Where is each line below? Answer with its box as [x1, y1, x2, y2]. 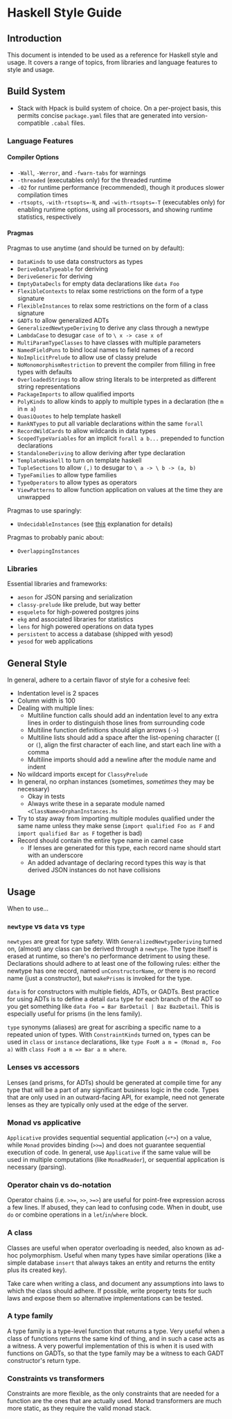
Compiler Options [7, 153, 60, 161]
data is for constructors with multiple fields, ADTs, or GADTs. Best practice [7, 987, 220, 996]
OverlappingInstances [17, 548, 80, 555]
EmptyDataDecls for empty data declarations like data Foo [17, 279, 180, 288]
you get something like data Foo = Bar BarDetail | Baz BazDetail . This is [7, 1003, 220, 1011]
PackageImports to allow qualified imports [17, 390, 135, 398]
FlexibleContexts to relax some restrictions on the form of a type [17, 287, 204, 295]
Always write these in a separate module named [27, 800, 165, 808]
